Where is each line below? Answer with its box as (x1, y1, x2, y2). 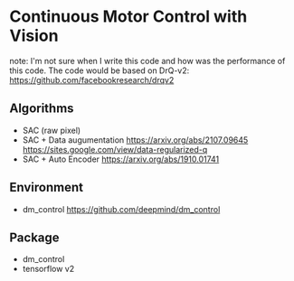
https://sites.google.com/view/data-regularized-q (22, 144, 208, 155)
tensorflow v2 (22, 264, 75, 275)
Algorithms (9, 101, 74, 117)
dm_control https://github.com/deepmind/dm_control (22, 203, 221, 214)
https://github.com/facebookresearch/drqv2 (9, 74, 175, 85)
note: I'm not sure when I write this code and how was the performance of (9, 55, 286, 66)
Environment (9, 180, 84, 195)
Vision (9, 25, 59, 46)
